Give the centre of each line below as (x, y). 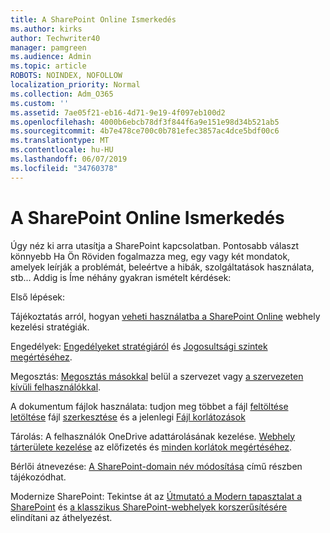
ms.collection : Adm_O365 (62, 94)
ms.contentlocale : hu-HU (62, 150)
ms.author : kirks (46, 29)
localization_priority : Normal (75, 85)
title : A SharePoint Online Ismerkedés (93, 19)
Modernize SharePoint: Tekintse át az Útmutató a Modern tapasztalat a (156, 496)
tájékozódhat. (38, 477)
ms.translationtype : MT (60, 141)
